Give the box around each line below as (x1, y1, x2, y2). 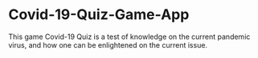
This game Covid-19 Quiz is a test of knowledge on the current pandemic (8, 32, 251, 41)
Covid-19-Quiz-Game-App (8, 6, 190, 24)
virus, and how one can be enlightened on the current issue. (8, 40, 207, 49)
